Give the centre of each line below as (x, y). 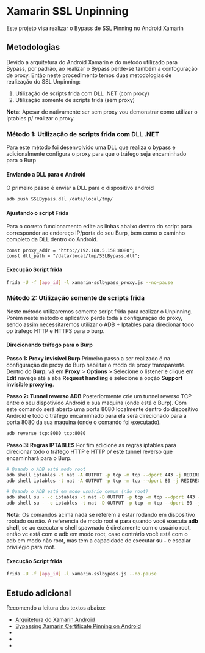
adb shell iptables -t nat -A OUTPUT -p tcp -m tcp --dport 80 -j (92, 481)
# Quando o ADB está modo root (46, 469)
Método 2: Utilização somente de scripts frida (76, 298)
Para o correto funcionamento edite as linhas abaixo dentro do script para (99, 227)
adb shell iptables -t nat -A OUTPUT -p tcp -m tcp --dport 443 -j (94, 475)
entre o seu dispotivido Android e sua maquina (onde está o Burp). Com (97, 403)
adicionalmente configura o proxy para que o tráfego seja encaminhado (96, 154)
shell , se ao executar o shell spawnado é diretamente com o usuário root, (99, 528)
